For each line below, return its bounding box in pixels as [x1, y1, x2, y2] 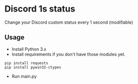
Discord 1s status [4, 3, 76, 14]
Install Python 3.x [11, 46, 47, 52]
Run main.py [11, 73, 37, 79]
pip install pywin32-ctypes [4, 65, 62, 70]
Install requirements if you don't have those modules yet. [11, 51, 126, 57]
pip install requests [4, 60, 49, 66]
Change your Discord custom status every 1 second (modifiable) [4, 19, 133, 25]
